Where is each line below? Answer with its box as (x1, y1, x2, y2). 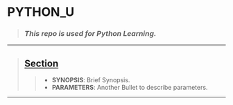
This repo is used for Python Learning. (24, 29, 157, 39)
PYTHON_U (7, 4, 75, 20)
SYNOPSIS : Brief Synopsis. (51, 76, 130, 84)
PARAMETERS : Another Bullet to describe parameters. (51, 84, 208, 92)
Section (24, 57, 59, 69)
